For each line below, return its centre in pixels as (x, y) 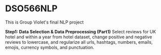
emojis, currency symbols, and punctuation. (50, 47)
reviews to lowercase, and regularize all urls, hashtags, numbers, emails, (79, 42)
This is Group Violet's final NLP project (44, 22)
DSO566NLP (31, 9)
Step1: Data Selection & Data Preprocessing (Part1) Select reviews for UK (81, 31)
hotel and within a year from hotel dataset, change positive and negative (79, 37)
